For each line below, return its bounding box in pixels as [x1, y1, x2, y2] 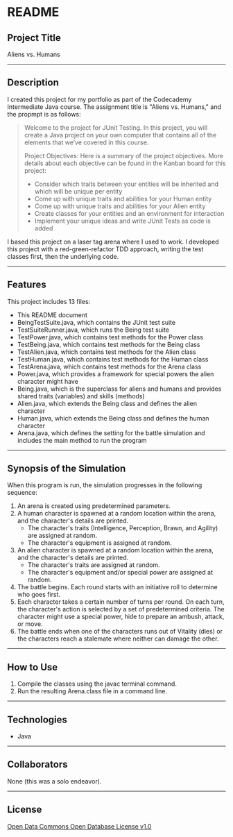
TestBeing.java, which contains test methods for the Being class [17, 340, 200, 348]
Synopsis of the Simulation [7, 463, 126, 475]
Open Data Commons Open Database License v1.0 [7, 822, 152, 830]
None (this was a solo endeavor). [7, 777, 102, 785]
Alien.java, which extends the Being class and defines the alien [17, 399, 198, 407]
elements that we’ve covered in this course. [24, 138, 149, 146]
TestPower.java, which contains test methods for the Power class [17, 332, 203, 341]
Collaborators [7, 759, 68, 770]
